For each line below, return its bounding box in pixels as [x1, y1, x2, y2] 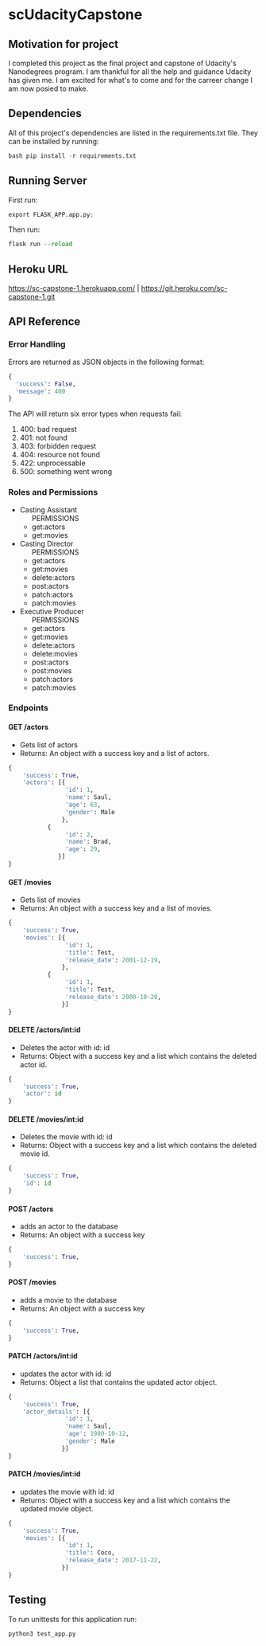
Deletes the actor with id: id [19, 1042, 110, 1052]
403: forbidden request [19, 441, 97, 451]
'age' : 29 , [64, 845, 102, 853]
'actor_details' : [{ [22, 1408, 91, 1416]
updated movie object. [19, 1503, 94, 1513]
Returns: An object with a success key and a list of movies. [19, 903, 213, 913]
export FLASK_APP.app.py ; [8, 210, 94, 218]
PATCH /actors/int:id [8, 1351, 78, 1361]
